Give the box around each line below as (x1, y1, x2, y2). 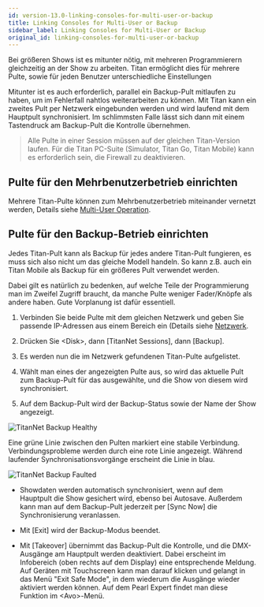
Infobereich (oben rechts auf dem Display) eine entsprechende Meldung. (19, 557, 256, 567)
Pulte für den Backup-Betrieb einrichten (8, 228, 209, 241)
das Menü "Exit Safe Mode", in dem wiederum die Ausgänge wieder (19, 574, 240, 583)
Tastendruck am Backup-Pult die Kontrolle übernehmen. (8, 121, 191, 130)
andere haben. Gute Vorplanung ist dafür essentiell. (8, 297, 176, 307)
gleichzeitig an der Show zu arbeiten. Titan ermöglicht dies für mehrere (8, 64, 240, 73)
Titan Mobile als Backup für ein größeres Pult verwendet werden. (8, 265, 220, 274)
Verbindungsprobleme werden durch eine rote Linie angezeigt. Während (8, 446, 243, 456)
